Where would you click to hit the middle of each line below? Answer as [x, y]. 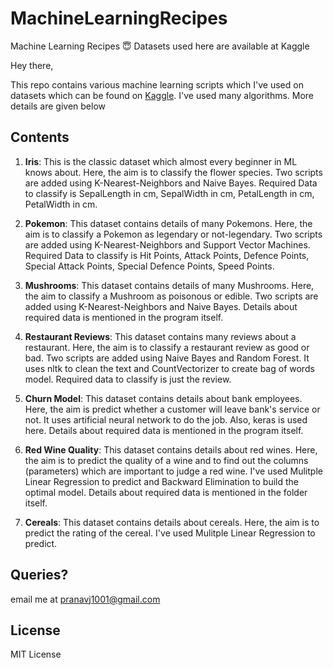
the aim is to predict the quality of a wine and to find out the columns [166, 460]
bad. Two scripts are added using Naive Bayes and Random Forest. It [167, 358]
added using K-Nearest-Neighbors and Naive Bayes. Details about [161, 306]
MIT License [36, 654]
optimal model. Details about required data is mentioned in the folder [166, 492]
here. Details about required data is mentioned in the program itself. [164, 430]
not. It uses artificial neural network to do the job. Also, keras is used [166, 419]
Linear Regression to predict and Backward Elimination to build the [162, 481]
